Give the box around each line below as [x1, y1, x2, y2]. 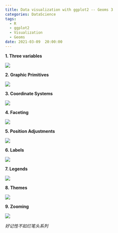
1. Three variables [5, 53, 42, 59]
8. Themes [5, 185, 28, 191]
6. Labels [5, 147, 25, 153]
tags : [5, 16, 16, 21]
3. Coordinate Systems [5, 90, 53, 96]
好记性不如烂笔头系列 [5, 223, 48, 229]
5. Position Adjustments [5, 128, 55, 134]
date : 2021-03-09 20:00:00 [5, 39, 63, 44]
